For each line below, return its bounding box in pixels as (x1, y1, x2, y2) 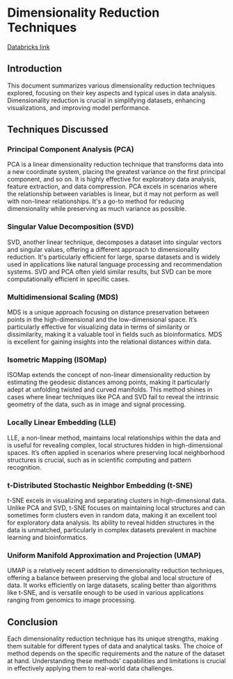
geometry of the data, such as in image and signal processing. (7, 400, 186, 408)
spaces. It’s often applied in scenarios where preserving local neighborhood (7, 448, 225, 456)
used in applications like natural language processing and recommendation (7, 259, 223, 269)
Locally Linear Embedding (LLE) (7, 417, 117, 427)
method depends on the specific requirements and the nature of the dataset (7, 649, 225, 658)
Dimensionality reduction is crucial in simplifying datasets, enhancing (7, 96, 206, 104)
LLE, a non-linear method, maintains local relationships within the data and (7, 433, 221, 442)
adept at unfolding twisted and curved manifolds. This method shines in (7, 385, 213, 394)
